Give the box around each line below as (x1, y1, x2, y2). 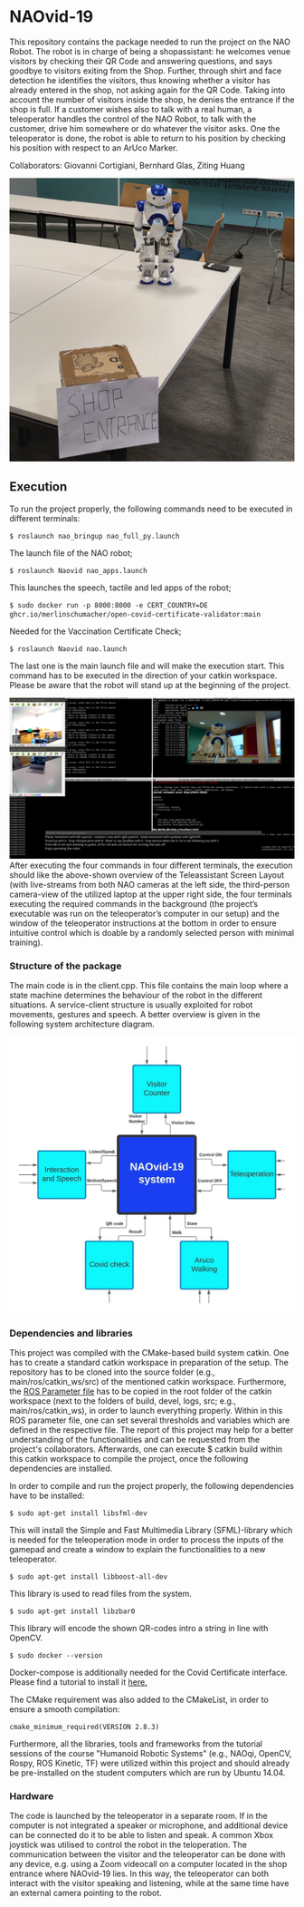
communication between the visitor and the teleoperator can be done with (9, 1849, 286, 1860)
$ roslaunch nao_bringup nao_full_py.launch (9, 531, 180, 540)
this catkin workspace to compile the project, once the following (9, 1454, 249, 1464)
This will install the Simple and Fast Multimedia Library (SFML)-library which (9, 1525, 293, 1536)
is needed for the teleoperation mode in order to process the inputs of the (9, 1534, 284, 1545)
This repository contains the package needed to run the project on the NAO (9, 36, 291, 47)
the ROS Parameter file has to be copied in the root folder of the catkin (9, 1386, 272, 1397)
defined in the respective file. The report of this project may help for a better (9, 1425, 294, 1435)
